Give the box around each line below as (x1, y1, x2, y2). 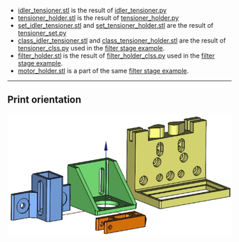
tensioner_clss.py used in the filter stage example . (17, 44, 165, 52)
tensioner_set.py (17, 28, 67, 37)
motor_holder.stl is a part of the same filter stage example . (17, 67, 189, 75)
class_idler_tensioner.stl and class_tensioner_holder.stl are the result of (17, 36, 226, 45)
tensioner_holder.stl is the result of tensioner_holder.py (17, 14, 179, 22)
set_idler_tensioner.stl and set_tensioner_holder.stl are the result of (17, 21, 213, 29)
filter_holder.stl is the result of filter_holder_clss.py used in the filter (17, 51, 216, 60)
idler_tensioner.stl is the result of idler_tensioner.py (17, 6, 167, 14)
